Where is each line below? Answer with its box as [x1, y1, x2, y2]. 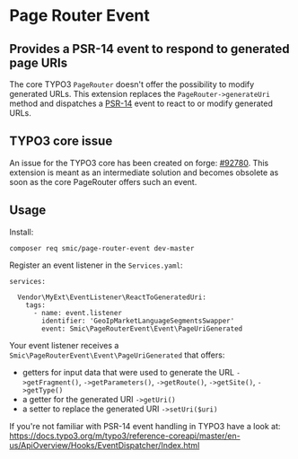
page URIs [9, 55, 68, 70]
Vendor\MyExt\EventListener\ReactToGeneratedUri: [17, 293, 206, 302]
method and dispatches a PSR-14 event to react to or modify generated [9, 98, 274, 109]
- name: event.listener [32, 308, 123, 317]
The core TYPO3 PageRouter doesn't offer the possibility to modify [9, 79, 255, 90]
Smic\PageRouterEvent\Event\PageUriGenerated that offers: [9, 349, 225, 360]
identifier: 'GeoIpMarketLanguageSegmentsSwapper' [41, 316, 235, 325]
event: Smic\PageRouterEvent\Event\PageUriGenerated [41, 324, 243, 333]
